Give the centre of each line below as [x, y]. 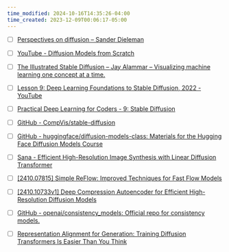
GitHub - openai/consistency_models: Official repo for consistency [111, 213]
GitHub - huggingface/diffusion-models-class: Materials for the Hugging [119, 136]
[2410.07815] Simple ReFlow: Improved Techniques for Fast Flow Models [119, 178]
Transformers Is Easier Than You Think [72, 242]
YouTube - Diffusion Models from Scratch [76, 53]
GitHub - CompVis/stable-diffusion [66, 122]
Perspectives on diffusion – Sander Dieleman [80, 39]
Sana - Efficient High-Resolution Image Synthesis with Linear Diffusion [117, 157]
